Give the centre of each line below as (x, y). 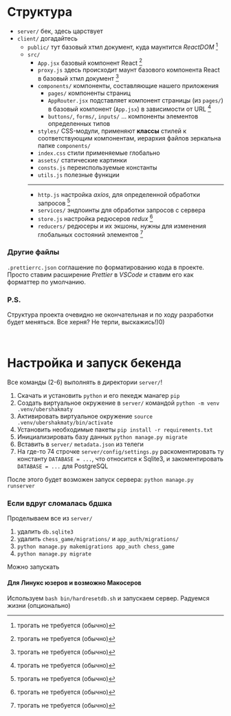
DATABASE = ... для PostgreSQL (63, 466)
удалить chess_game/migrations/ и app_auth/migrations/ (98, 539)
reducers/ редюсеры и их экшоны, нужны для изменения (122, 226)
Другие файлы (33, 252)
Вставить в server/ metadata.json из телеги (80, 444)
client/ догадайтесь (47, 38)
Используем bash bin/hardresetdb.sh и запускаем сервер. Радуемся (108, 598)
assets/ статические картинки (82, 160)
